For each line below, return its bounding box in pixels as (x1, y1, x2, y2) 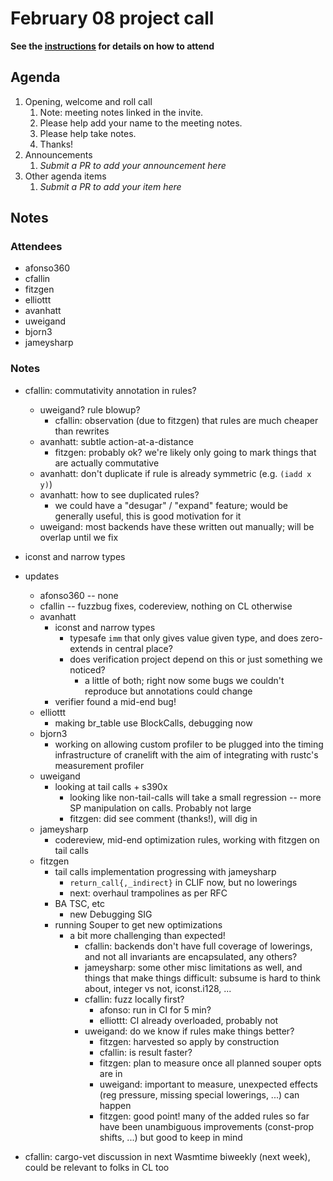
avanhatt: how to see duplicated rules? (39, 488, 200, 501)
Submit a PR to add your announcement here (39, 159, 227, 171)
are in (99, 1067, 123, 1079)
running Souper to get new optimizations (54, 918, 223, 931)
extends (69, 642, 103, 654)
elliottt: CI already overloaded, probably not (99, 1014, 279, 1026)
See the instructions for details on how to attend (10, 40, 215, 52)
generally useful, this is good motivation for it (54, 510, 242, 522)
